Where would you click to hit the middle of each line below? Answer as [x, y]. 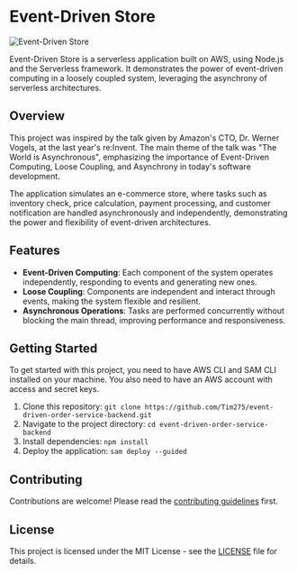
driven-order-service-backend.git [87, 415]
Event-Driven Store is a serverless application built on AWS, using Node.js [147, 59]
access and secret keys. [54, 389]
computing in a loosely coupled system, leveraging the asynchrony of [138, 77]
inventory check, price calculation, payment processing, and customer [140, 203]
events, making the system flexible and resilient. [111, 301]
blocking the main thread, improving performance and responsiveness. [154, 320]
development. [35, 176]
